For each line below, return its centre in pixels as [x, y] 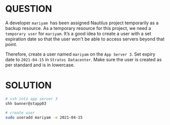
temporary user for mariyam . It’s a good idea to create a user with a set [78, 33]
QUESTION [29, 9]
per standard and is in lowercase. [40, 65]
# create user [20, 113]
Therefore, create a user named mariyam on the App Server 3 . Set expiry [80, 54]
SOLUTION [28, 85]
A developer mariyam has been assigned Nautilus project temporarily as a [82, 23]
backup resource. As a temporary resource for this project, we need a [78, 28]
